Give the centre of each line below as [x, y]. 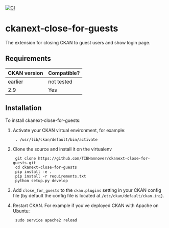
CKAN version [26, 73]
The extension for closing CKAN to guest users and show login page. [78, 42]
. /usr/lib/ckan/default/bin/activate [56, 140]
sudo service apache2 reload [46, 220]
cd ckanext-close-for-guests [46, 167]
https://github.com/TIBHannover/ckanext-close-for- [94, 158]
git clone [26, 158]
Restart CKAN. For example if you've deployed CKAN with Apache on [86, 205]
